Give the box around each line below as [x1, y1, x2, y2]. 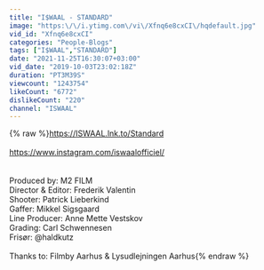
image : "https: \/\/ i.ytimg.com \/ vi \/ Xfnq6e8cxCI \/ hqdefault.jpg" [9, 21, 256, 30]
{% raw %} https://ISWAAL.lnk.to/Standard [9, 128, 164, 139]
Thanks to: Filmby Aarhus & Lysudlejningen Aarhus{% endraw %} [9, 250, 250, 262]
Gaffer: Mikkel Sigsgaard [9, 203, 100, 214]
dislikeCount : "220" [9, 95, 86, 105]
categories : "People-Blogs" [9, 37, 114, 47]
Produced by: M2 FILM [9, 175, 93, 187]
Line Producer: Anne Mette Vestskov [9, 213, 144, 224]
